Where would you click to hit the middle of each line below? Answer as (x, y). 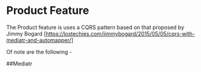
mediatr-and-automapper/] (40, 40)
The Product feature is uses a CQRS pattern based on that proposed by (95, 27)
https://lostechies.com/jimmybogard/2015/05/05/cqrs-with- (120, 33)
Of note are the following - (39, 51)
